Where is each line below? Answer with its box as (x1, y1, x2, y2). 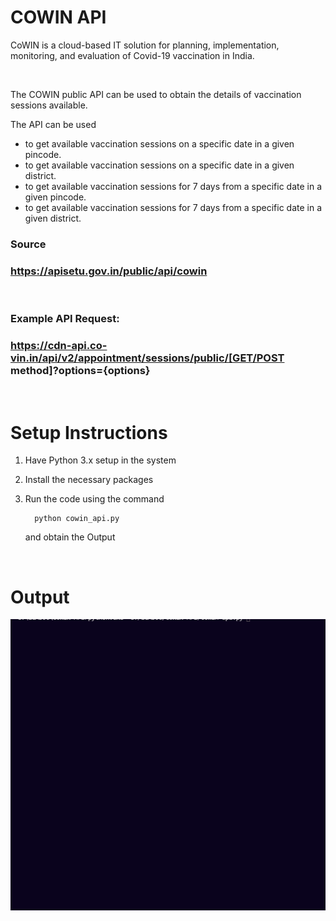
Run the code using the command (24, 493, 165, 505)
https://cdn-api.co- (10, 339, 108, 352)
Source (10, 237, 47, 251)
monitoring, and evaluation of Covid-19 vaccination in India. (10, 49, 255, 61)
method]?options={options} (10, 364, 151, 377)
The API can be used (10, 118, 97, 130)
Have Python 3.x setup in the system (24, 454, 177, 466)
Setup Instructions (10, 421, 168, 444)
